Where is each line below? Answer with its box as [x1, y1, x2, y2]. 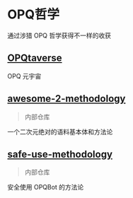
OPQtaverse [7, 52, 62, 64]
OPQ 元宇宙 [7, 71, 42, 80]
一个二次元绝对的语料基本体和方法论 [7, 127, 113, 136]
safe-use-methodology [7, 148, 113, 160]
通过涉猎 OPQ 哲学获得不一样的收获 [7, 31, 112, 40]
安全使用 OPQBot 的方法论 [7, 183, 84, 192]
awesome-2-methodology [7, 93, 126, 105]
